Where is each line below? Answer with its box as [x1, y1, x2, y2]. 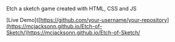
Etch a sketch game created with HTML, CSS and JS [6, 5, 137, 12]
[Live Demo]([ [6, 17, 41, 23]
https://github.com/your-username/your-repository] [40, 17, 170, 23]
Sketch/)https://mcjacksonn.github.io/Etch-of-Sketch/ [6, 29, 141, 36]
